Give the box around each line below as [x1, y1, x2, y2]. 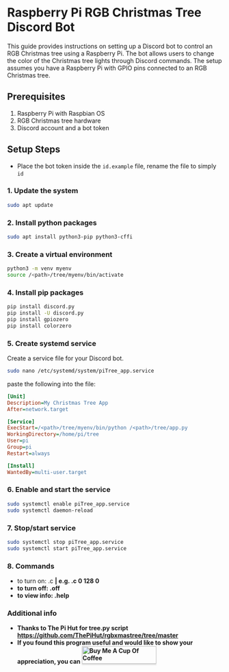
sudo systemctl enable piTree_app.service [7, 500, 130, 508]
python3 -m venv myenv [7, 265, 72, 272]
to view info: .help [16, 591, 70, 599]
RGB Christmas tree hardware [16, 116, 101, 125]
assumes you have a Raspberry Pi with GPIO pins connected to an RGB [7, 64, 207, 72]
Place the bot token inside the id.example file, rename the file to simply [16, 162, 217, 170]
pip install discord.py [7, 303, 75, 310]
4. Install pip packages [7, 288, 84, 297]
